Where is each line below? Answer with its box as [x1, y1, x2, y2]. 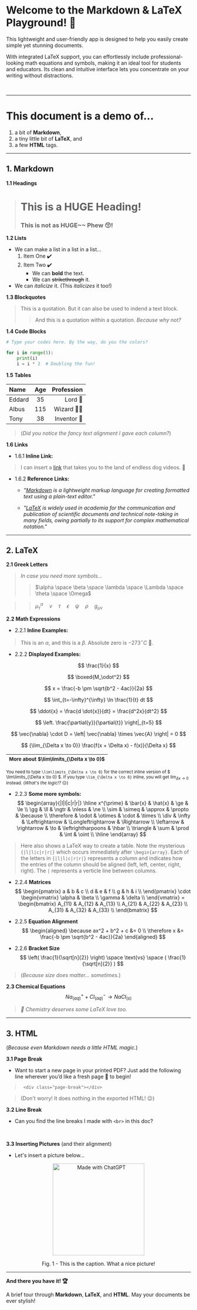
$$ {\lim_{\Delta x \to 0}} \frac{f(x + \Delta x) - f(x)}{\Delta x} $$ [21, 742, 176, 749]
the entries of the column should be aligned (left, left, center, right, [20, 861, 181, 868]
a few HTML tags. [14, 141, 58, 148]
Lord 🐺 [64, 395, 83, 404]
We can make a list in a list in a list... [14, 246, 101, 253]
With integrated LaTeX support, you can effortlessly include [6, 53, 150, 60]
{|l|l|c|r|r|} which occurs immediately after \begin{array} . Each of [20, 848, 189, 855]
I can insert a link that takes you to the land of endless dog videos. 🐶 [20, 464, 186, 471]
